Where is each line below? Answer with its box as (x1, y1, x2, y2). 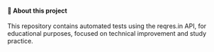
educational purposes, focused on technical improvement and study (7, 30, 207, 38)
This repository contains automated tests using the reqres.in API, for (7, 22, 207, 30)
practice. (7, 37, 33, 46)
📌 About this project (7, 6, 67, 15)
